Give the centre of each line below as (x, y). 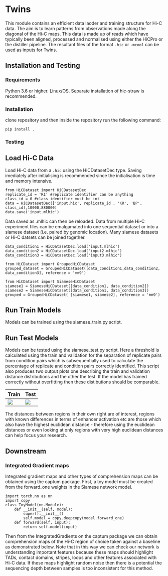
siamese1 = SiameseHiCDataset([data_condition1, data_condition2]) (77, 286)
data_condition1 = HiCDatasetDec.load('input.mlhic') (63, 246)
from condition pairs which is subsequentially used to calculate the (74, 361)
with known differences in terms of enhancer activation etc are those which (83, 419)
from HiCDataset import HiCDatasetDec (46, 190)
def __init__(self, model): (43, 509)
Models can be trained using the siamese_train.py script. (64, 322)
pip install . (20, 129)
